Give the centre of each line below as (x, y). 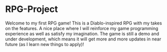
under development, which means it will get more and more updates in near (83, 39)
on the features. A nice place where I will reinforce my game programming (82, 28)
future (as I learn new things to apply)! (45, 44)
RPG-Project (32, 9)
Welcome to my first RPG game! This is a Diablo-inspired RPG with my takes (83, 23)
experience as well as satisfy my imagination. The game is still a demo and (82, 33)
